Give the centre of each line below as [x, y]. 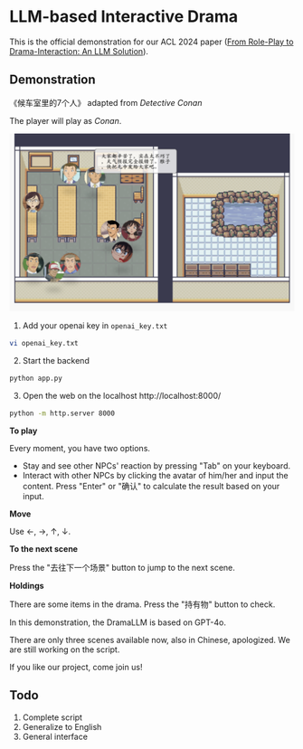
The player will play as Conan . [66, 120]
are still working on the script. [65, 649]
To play [24, 431]
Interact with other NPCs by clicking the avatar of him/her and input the [155, 475]
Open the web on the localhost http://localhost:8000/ [122, 396]
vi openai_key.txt [44, 344]
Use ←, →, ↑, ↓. [40, 531]
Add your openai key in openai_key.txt [95, 326]
